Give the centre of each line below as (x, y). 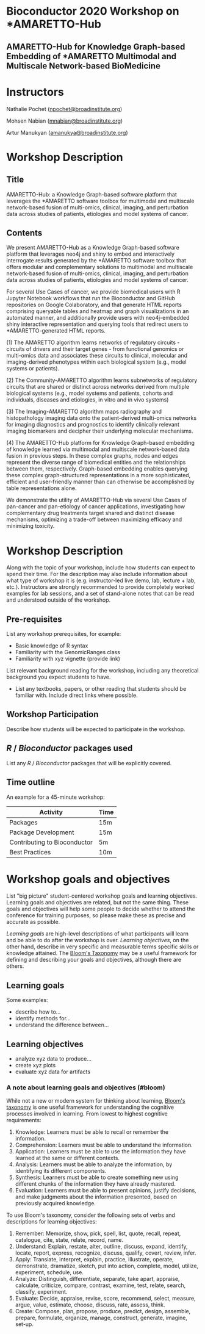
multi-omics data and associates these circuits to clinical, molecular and (97, 356)
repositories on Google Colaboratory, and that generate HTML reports (94, 305)
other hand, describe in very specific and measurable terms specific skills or (103, 946)
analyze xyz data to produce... (53, 1059)
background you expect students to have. (59, 677)
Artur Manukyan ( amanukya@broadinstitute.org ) (67, 132)
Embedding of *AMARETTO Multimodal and (92, 56)
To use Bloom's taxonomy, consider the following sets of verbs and (91, 1215)
